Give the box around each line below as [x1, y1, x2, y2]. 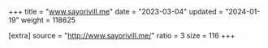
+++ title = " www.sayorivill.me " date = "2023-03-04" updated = [8, 7, 224, 16]
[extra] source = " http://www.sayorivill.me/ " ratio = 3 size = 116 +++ [8, 31, 236, 40]
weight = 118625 [20, 15, 76, 25]
